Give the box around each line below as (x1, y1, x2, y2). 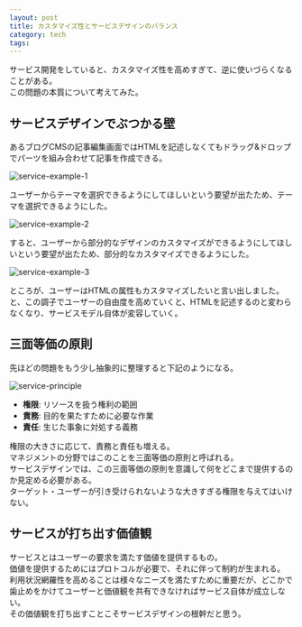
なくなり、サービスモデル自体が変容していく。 (9, 308, 183, 318)
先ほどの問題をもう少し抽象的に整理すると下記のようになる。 (9, 362, 239, 373)
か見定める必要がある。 (9, 475, 96, 485)
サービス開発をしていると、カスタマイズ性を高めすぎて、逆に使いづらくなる (9, 64, 293, 75)
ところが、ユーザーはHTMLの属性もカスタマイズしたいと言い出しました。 (9, 285, 285, 296)
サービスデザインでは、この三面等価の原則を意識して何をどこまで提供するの (9, 463, 294, 474)
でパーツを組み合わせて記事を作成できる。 (9, 152, 168, 163)
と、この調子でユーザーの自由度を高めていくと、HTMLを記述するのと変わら (9, 297, 292, 308)
